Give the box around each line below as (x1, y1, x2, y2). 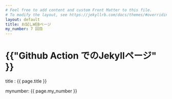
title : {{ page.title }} (5, 78, 47, 84)
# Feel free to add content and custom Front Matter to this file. (5, 7, 153, 13)
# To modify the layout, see (5, 12, 68, 17)
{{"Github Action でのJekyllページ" (5, 50, 157, 62)
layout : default (5, 17, 40, 22)
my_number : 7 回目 (5, 27, 43, 32)
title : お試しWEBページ (5, 21, 51, 27)
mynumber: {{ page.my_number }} (5, 88, 78, 94)
